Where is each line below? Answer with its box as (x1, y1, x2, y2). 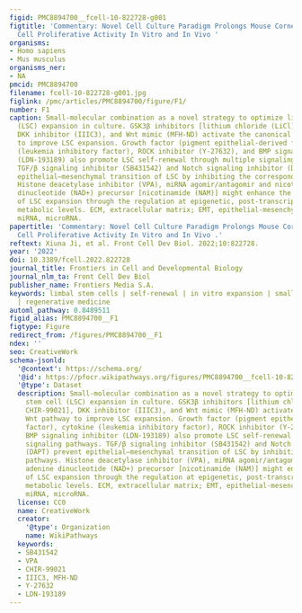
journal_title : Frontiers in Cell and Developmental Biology (9, 264, 244, 273)
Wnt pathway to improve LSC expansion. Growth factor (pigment (25, 414, 268, 423)
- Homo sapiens (9, 47, 67, 56)
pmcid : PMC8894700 (9, 80, 78, 89)
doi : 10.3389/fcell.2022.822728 (9, 255, 130, 265)
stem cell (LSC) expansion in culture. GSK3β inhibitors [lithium (25, 397, 280, 407)
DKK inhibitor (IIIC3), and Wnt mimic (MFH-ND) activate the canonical (17, 130, 292, 139)
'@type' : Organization (25, 523, 111, 532)
